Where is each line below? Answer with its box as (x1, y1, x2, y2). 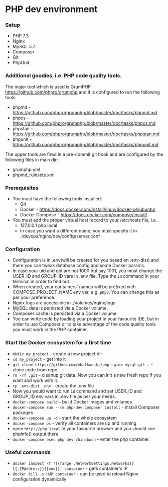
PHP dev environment (5, 4, 98, 15)
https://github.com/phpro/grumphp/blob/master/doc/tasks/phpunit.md (12, 141, 159, 147)
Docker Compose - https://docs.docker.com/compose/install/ (20, 212, 147, 218)
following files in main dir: (5, 156, 58, 163)
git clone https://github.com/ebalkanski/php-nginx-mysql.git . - (12, 361, 153, 367)
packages (12, 409, 34, 416)
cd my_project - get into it (12, 356, 66, 362)
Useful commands (5, 449, 51, 456)
